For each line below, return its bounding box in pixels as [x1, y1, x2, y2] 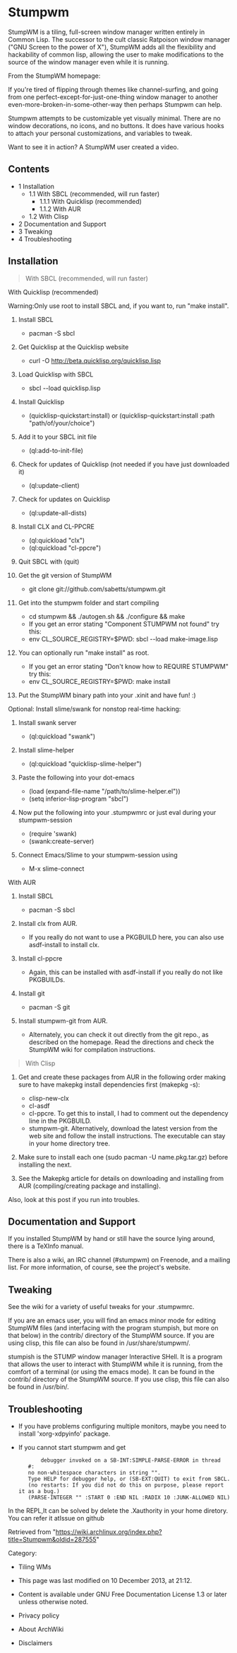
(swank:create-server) [28, 837, 95, 845]
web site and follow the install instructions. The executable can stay [28, 1131, 226, 1140]
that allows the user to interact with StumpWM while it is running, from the [8, 1360, 223, 1368]
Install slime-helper [18, 745, 75, 754]
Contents [8, 164, 50, 176]
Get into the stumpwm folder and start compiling [18, 598, 159, 607]
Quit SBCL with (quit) [18, 557, 80, 566]
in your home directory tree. [28, 1139, 110, 1148]
